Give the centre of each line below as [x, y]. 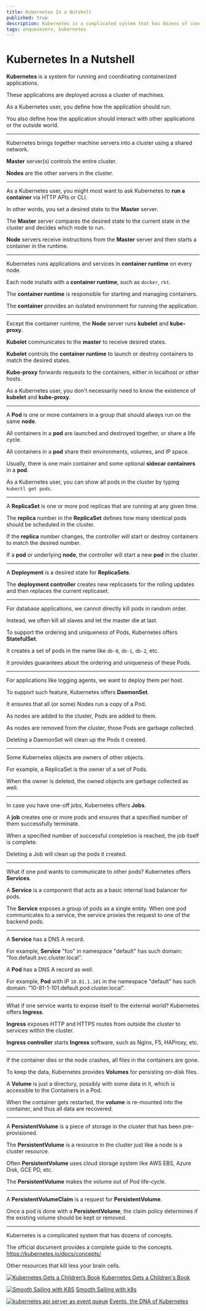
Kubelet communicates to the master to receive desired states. [86, 342]
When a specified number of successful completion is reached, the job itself [103, 836]
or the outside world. [33, 125]
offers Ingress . [25, 1012]
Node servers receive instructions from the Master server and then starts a [102, 239]
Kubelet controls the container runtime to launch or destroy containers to [100, 354]
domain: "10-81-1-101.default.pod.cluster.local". [66, 988]
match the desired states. [38, 360]
